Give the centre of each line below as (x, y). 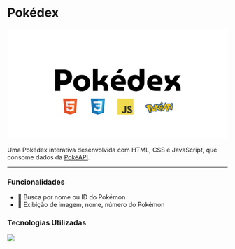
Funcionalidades (36, 182)
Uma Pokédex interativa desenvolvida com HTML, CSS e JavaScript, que (112, 150)
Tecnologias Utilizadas (47, 223)
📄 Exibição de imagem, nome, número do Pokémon (91, 205)
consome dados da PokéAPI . (49, 157)
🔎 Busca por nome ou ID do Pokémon (71, 197)
